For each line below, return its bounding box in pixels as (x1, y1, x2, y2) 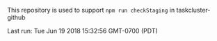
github (7, 13, 26, 22)
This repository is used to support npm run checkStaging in (7, 6, 175, 14)
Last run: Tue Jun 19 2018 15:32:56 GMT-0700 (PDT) (7, 27, 158, 35)
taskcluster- (176, 6, 211, 14)
